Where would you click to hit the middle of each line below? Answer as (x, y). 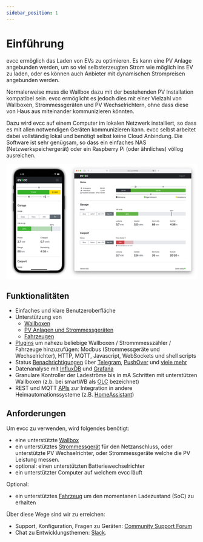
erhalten (25, 502)
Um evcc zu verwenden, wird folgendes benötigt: (68, 428)
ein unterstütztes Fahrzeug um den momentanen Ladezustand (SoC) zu (105, 496)
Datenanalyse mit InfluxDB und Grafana (64, 369)
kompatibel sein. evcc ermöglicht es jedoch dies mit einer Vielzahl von (94, 98)
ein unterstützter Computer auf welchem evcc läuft (78, 472)
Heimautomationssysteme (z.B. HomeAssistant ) (75, 395)
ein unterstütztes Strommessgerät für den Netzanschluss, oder (94, 446)
